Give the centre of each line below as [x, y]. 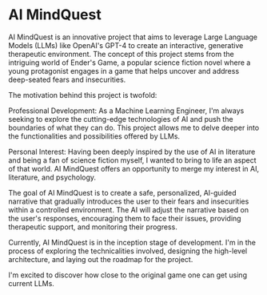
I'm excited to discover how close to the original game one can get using [128, 275]
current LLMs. [31, 283]
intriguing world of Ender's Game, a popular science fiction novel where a [130, 63]
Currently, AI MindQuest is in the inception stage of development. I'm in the [132, 242]
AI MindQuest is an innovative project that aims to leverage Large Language [133, 37]
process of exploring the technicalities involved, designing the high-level [128, 251]
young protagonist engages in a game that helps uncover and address [124, 71]
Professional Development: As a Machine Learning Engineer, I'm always [126, 111]
